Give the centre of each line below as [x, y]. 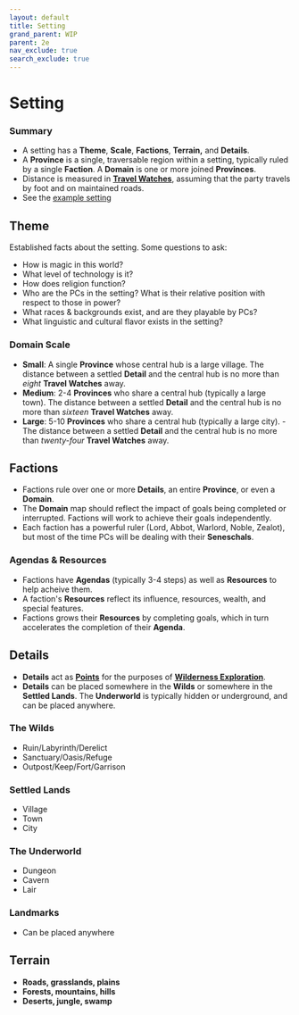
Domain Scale [40, 345]
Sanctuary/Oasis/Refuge [67, 757]
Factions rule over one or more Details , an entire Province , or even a [149, 490]
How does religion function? [74, 284]
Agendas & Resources [58, 561]
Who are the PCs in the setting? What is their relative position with [144, 293]
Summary [31, 131]
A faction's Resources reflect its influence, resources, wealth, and [144, 598]
